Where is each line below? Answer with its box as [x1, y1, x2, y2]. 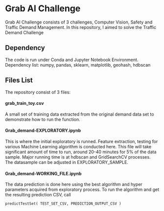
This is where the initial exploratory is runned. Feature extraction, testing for [5, 138, 158, 144]
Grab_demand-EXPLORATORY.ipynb [5, 128, 81, 134]
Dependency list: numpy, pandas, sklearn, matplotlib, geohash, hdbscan [5, 62, 151, 68]
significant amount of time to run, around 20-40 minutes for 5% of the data [5, 149, 157, 155]
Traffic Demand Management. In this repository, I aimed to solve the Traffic [5, 24, 157, 30]
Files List [5, 76, 33, 85]
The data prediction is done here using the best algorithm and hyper [5, 182, 143, 188]
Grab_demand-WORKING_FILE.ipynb [5, 170, 82, 176]
